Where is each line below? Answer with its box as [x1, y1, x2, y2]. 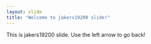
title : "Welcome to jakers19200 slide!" [6, 14, 111, 20]
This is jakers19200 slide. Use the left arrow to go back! [6, 31, 146, 38]
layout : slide [6, 8, 43, 15]
